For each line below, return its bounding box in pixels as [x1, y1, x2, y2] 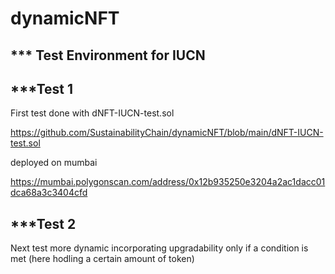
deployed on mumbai [10, 157, 98, 169]
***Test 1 [10, 80, 74, 97]
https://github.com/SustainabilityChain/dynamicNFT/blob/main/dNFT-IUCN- [10, 127, 324, 139]
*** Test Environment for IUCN [10, 47, 206, 64]
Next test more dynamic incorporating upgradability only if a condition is [10, 242, 309, 254]
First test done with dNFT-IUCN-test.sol [10, 107, 175, 119]
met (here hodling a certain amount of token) [10, 253, 195, 265]
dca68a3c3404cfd [10, 187, 88, 199]
